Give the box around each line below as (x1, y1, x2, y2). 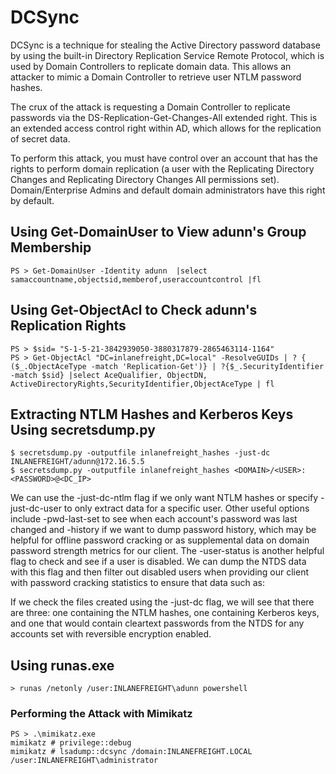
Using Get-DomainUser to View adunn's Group (10, 224, 307, 241)
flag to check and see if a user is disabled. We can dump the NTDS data (10, 556, 307, 568)
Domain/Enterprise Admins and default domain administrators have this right (10, 184, 326, 196)
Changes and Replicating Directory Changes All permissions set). (10, 173, 280, 185)
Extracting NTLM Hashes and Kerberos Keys (10, 406, 294, 423)
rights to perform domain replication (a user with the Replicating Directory (10, 162, 315, 175)
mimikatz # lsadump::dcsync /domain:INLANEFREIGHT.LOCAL (10, 747, 253, 757)
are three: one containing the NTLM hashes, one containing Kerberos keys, (10, 607, 320, 619)
